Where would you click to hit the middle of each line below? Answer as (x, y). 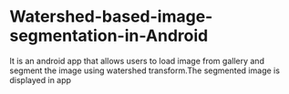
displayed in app (40, 80)
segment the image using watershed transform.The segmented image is (145, 70)
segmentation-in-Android (109, 36)
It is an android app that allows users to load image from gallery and (137, 61)
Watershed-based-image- (111, 17)
